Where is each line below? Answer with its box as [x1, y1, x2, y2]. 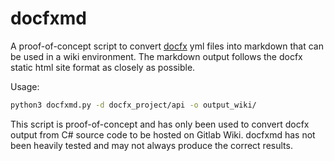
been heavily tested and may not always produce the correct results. [10, 139, 293, 151]
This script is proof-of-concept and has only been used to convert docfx [10, 118, 310, 130]
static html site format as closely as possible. [10, 61, 196, 73]
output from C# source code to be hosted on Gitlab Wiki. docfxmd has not [10, 128, 316, 141]
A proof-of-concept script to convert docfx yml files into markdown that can [10, 40, 324, 52]
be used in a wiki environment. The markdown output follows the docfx [10, 50, 303, 62]
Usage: [10, 80, 40, 92]
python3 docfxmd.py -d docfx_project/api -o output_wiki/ [10, 100, 257, 110]
